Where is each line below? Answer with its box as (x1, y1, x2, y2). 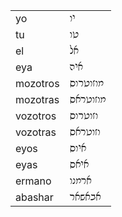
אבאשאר (69, 190, 102, 204)
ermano (15, 174, 52, 188)
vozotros (15, 109, 57, 123)
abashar (15, 190, 54, 204)
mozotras (15, 93, 60, 106)
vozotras (15, 125, 57, 139)
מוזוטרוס (69, 77, 104, 90)
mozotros (15, 77, 60, 90)
